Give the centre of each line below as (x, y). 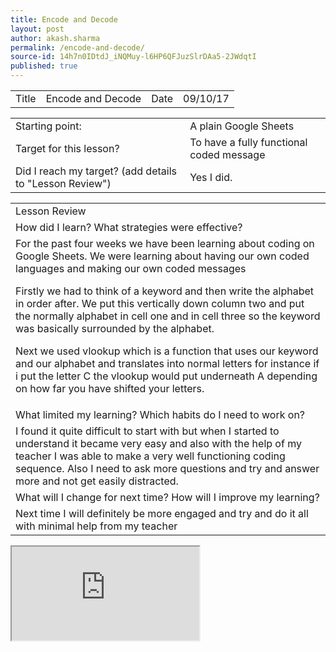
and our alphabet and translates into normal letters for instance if (167, 363)
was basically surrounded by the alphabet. (115, 328)
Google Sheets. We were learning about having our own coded (162, 256)
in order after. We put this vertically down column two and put (160, 303)
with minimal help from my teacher (96, 526)
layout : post (37, 29)
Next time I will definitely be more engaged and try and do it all (162, 513)
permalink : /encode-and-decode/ (77, 47)
